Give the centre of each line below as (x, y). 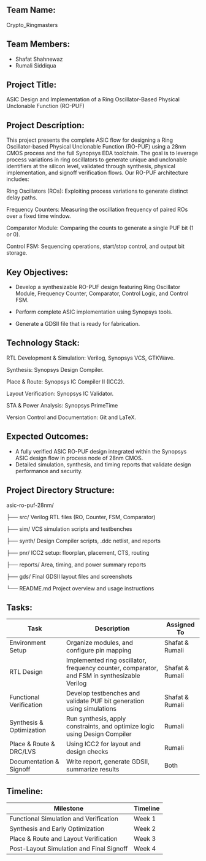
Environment (28, 643)
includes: (18, 179)
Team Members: (38, 44)
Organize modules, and (100, 643)
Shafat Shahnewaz (39, 59)
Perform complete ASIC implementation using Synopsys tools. (94, 312)
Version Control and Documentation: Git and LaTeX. (71, 417)
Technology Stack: (43, 343)
